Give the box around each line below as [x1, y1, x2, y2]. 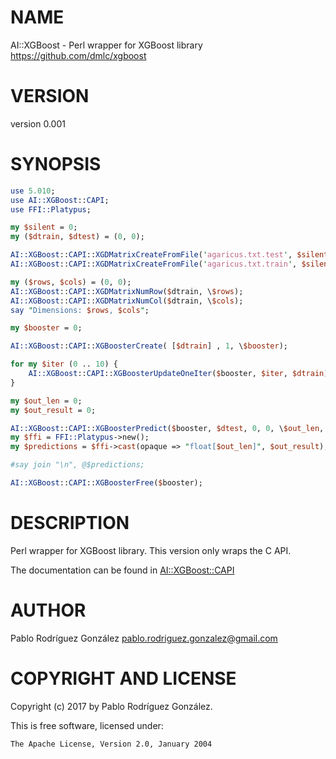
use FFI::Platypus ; [10, 204, 92, 215]
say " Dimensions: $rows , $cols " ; [10, 305, 150, 315]
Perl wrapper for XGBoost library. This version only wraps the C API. [10, 544, 292, 556]
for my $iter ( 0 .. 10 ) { [10, 359, 118, 370]
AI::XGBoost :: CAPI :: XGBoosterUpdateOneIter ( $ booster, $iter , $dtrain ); [28, 369, 333, 379]
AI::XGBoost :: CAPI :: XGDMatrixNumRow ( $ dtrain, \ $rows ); [10, 286, 244, 296]
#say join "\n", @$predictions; [10, 460, 145, 470]
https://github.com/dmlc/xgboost [10, 49, 147, 61]
